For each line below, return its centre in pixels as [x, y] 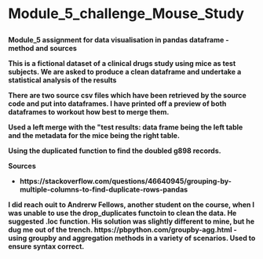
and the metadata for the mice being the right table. [94, 136]
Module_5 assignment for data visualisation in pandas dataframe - [119, 40]
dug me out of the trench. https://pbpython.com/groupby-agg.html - [122, 230]
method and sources [42, 49]
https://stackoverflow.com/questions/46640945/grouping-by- [125, 181]
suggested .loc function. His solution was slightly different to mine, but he [131, 221]
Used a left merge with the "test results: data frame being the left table [126, 127]
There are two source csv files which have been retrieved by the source [128, 96]
